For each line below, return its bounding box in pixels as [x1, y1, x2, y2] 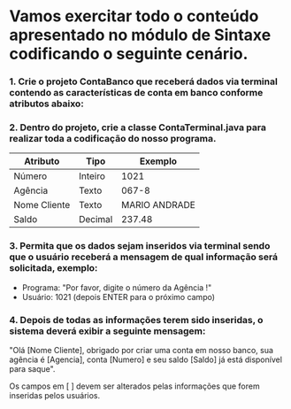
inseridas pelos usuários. [9, 390, 101, 400]
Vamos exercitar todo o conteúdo [9, 6, 259, 27]
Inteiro [78, 170, 106, 182]
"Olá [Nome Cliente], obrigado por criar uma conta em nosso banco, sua [9, 345, 274, 355]
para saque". [9, 364, 56, 374]
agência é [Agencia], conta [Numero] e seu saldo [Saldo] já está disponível [9, 354, 283, 365]
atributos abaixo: [9, 97, 84, 110]
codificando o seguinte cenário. [9, 44, 249, 64]
